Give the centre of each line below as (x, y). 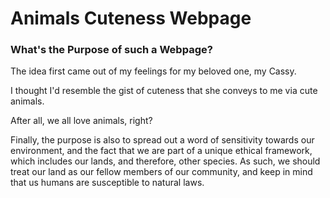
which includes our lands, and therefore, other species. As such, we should (165, 161)
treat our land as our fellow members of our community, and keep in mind (161, 172)
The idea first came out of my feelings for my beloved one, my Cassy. (153, 71)
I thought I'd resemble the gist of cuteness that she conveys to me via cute (164, 91)
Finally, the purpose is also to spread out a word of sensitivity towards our (162, 140)
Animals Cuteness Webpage (131, 18)
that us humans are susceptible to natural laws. (107, 183)
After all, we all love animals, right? (81, 121)
